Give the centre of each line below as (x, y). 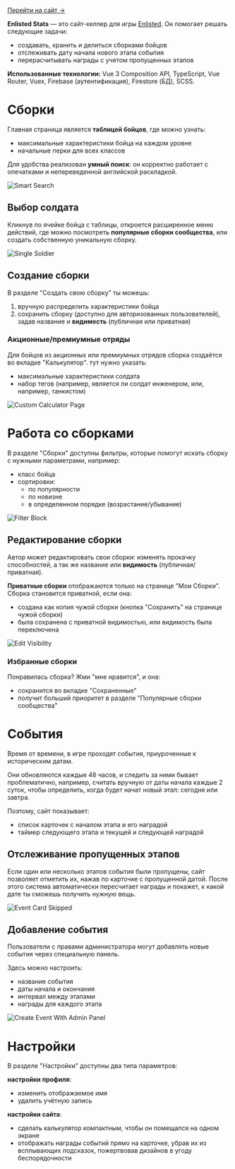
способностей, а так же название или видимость (82, 564)
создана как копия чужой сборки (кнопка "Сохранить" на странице (120, 607)
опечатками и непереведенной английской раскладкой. (92, 172)
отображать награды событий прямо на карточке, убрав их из (112, 1143)
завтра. (19, 797)
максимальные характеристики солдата (79, 376)
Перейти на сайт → (36, 10)
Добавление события (58, 930)
